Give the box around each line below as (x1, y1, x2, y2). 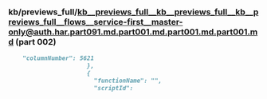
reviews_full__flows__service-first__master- (8, 16, 183, 27)
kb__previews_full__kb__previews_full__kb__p (77, 6, 259, 18)
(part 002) (15, 36, 57, 47)
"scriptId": (93, 84, 134, 92)
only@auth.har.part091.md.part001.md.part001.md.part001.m (8, 26, 258, 38)
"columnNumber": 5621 (22, 54, 94, 62)
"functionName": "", (93, 77, 162, 85)
